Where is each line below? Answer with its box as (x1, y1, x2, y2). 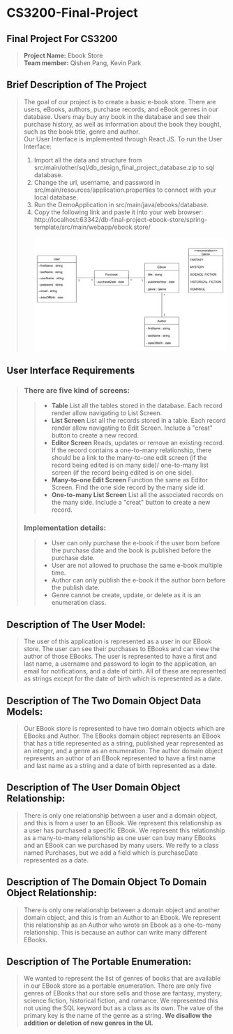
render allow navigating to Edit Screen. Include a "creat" (51, 424, 213, 432)
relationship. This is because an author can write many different (23, 928, 207, 936)
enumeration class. (51, 599, 107, 607)
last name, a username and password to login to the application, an (23, 659, 217, 668)
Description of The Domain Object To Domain (6, 876, 207, 888)
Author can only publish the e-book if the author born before (51, 576, 226, 585)
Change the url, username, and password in (33, 178, 160, 186)
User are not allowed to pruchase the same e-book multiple (51, 561, 223, 570)
